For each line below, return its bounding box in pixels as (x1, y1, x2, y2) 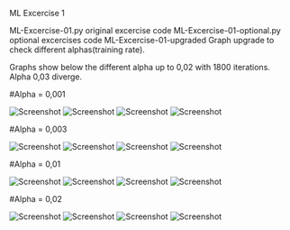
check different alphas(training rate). (9, 44, 146, 55)
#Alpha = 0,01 (9, 159, 61, 170)
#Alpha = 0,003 (9, 124, 68, 134)
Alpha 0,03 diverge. (9, 71, 83, 82)
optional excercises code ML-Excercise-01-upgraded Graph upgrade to (9, 35, 275, 45)
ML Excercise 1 (9, 8, 66, 18)
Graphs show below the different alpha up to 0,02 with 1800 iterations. (9, 62, 270, 72)
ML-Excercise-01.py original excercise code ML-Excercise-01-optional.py (9, 25, 281, 35)
